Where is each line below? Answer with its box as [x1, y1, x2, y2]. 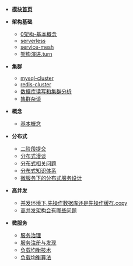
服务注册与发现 [20, 239, 57, 246]
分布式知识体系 [20, 167, 57, 174]
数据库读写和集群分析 [20, 88, 72, 95]
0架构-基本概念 [20, 31, 57, 38]
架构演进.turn [20, 50, 52, 58]
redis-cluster [20, 81, 51, 87]
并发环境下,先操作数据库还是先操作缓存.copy [20, 200, 128, 206]
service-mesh [20, 43, 54, 50]
